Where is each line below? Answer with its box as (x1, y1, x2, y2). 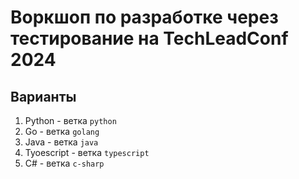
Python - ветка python (24, 115, 117, 126)
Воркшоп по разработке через (10, 6, 279, 29)
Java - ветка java (24, 136, 99, 148)
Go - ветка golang (24, 126, 100, 137)
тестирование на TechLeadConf (10, 27, 289, 50)
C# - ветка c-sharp (24, 157, 105, 169)
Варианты (10, 88, 77, 105)
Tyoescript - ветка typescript (24, 147, 150, 158)
